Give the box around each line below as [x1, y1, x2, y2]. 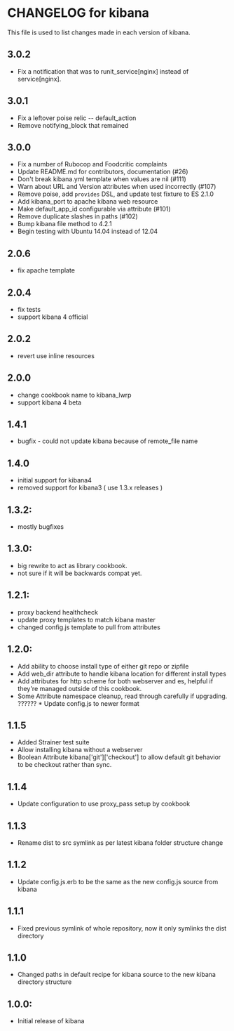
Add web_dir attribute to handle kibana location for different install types [17, 669, 226, 678]
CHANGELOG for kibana [7, 5, 149, 21]
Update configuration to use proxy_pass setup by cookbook [17, 799, 191, 808]
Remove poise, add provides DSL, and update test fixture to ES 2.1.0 [17, 190, 214, 198]
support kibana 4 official [17, 313, 88, 321]
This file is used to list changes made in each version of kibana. [7, 28, 191, 37]
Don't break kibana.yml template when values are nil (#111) [17, 175, 187, 183]
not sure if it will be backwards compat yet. [17, 569, 142, 577]
